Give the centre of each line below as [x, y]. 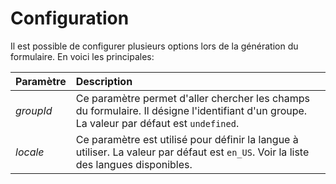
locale [30, 152]
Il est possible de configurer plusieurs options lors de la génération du [154, 46]
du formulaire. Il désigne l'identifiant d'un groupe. [191, 110]
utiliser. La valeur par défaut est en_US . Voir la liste [192, 152]
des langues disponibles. [134, 164]
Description [104, 81]
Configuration [70, 18]
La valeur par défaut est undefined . [157, 123]
